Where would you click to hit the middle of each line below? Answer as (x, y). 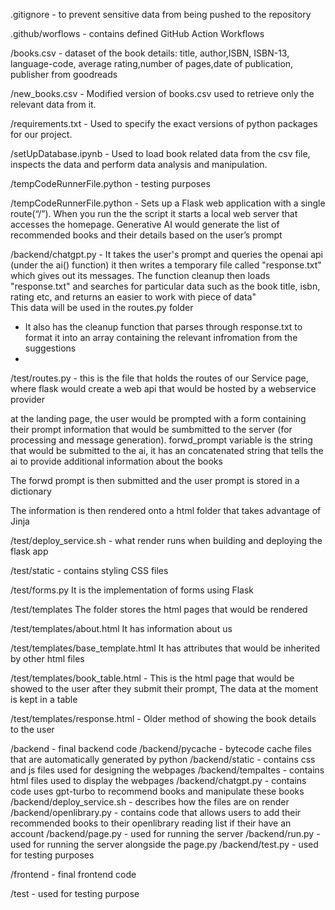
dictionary (31, 491)
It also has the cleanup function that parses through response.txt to (163, 327)
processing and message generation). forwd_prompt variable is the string (161, 440)
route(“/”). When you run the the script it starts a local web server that (154, 213)
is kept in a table (44, 699)
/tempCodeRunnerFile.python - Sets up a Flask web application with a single (168, 203)
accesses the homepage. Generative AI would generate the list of (145, 224)
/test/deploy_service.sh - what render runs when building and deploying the (166, 540)
